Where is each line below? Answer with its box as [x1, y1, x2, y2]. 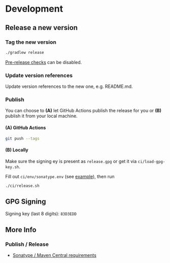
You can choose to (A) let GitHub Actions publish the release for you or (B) [5, 108, 161, 114]
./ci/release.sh [5, 183, 40, 188]
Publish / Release [5, 241, 49, 248]
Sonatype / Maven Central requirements [12, 252, 96, 258]
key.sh [5, 165, 19, 170]
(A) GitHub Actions [5, 124, 46, 130]
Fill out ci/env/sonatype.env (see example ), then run [5, 173, 115, 179]
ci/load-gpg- [138, 159, 165, 164]
